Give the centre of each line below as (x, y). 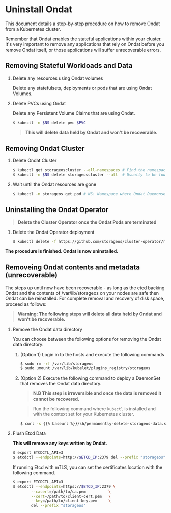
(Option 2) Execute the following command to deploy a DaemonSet (90, 378)
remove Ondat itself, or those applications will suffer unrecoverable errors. (83, 50)
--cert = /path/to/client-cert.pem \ (71, 496)
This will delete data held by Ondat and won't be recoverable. (91, 132)
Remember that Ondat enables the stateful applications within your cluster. (83, 39)
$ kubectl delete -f (34, 241)
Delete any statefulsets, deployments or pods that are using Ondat (82, 88)
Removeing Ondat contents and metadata (73, 267)
